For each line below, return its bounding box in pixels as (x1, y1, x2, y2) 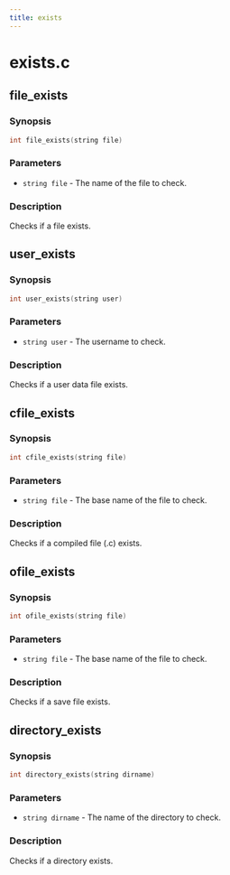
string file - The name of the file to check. (22, 177, 188, 188)
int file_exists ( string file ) (9, 135, 124, 144)
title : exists (9, 13, 63, 23)
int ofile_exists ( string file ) (9, 611, 127, 620)
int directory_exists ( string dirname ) (9, 770, 155, 779)
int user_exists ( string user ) (9, 294, 124, 303)
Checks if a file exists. (9, 220, 92, 231)
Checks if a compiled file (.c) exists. (9, 538, 143, 549)
